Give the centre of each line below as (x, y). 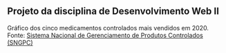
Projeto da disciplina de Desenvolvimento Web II (113, 11)
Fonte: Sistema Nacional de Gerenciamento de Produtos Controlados (105, 35)
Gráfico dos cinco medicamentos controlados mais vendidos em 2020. (108, 28)
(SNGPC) (20, 42)
